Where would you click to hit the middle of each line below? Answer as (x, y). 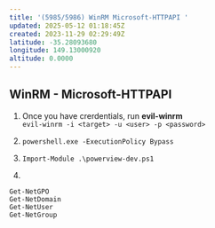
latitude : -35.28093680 (53, 42)
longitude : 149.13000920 (55, 51)
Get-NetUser (31, 207)
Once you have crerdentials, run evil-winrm (102, 115)
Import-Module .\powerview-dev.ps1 (88, 159)
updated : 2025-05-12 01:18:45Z (67, 26)
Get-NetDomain (36, 199)
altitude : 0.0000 (41, 59)
